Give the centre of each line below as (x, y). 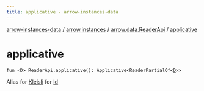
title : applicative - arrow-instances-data (63, 12)
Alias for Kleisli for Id (32, 82)
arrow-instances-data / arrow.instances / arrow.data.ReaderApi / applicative (102, 29)
